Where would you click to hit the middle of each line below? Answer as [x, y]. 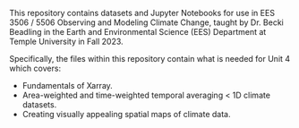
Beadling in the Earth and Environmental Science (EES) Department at [138, 32]
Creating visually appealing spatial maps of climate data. [126, 114]
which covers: [35, 68]
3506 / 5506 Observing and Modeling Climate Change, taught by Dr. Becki [146, 22]
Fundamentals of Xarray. [68, 85]
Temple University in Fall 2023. [66, 41]
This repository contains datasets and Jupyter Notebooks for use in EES [142, 13]
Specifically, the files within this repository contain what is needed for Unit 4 [150, 59]
